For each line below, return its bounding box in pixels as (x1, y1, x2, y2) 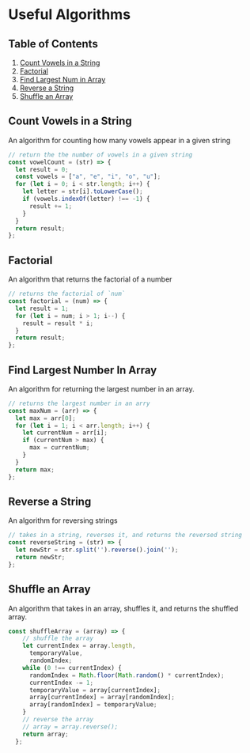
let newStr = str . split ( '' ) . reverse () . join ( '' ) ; (15, 546, 179, 554)
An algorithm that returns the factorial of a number (8, 274, 172, 284)
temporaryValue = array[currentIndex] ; (28, 686, 161, 694)
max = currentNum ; (28, 444, 90, 452)
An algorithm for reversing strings (8, 516, 118, 525)
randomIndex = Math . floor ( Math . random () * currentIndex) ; (28, 671, 225, 679)
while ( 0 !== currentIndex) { (22, 664, 123, 672)
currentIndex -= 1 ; (28, 679, 93, 687)
